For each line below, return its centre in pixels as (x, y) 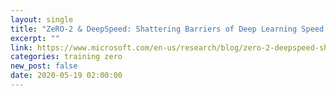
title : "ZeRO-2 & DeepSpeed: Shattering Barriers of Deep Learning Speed (167, 29)
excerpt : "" (35, 38)
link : (21, 47)
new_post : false (44, 66)
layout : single (42, 19)
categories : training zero (66, 57)
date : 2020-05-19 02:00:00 (66, 76)
